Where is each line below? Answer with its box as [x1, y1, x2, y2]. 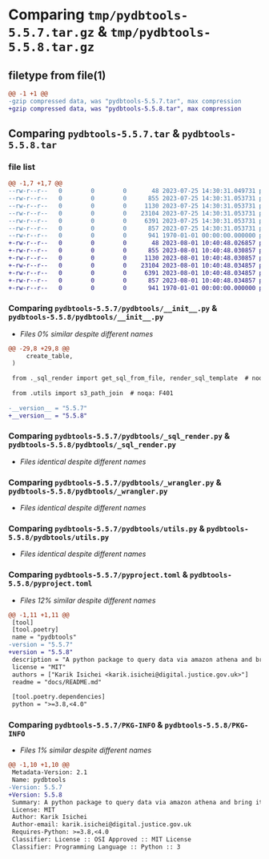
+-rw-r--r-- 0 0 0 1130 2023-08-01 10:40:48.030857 [8, 254, 256, 262]
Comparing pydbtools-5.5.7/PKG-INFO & [8, 719, 163, 730]
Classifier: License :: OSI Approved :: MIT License [11, 836, 192, 844]
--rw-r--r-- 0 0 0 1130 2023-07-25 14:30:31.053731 [8, 202, 256, 210]
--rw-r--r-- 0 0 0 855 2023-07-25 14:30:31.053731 [8, 195, 256, 203]
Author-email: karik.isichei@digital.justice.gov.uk [11, 821, 192, 829]
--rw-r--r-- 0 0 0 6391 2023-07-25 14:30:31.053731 [8, 216, 256, 225]
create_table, [26, 352, 74, 360]
